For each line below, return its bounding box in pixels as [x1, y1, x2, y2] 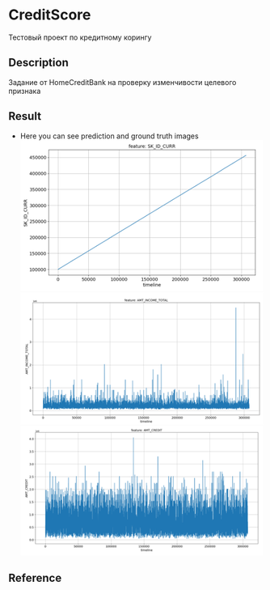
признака [8, 86, 41, 96]
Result [8, 109, 42, 123]
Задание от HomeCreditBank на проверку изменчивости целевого [8, 77, 237, 87]
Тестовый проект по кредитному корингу [8, 32, 152, 42]
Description [8, 56, 69, 70]
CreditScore [8, 6, 91, 24]
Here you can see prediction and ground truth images [19, 131, 200, 141]
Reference [8, 571, 62, 584]
